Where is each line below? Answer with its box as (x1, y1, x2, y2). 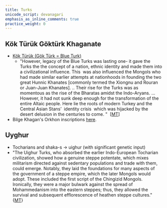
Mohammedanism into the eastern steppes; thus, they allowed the (12, 187, 149, 193)
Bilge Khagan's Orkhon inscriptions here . (12, 117, 97, 123)
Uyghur (5, 131, 29, 140)
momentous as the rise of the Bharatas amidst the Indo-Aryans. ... (19, 90, 156, 96)
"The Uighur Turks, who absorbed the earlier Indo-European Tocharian (12, 149, 159, 155)
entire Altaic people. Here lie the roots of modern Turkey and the (19, 101, 153, 107)
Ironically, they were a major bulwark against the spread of (12, 181, 133, 187)
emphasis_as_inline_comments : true (5, 16, 79, 21)
